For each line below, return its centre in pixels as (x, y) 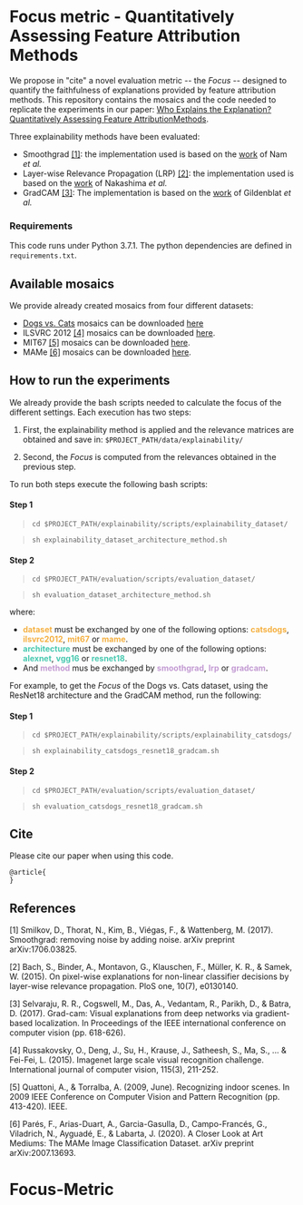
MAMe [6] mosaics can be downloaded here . (107, 352)
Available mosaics (62, 284)
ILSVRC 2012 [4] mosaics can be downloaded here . (119, 333)
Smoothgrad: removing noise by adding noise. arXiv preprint (122, 940)
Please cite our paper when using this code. (92, 856)
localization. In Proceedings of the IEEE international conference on (161, 1024)
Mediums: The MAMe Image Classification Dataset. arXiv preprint (132, 1143)
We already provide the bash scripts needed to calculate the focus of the (146, 402)
